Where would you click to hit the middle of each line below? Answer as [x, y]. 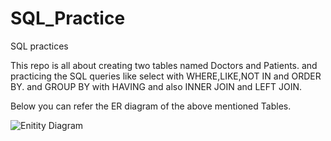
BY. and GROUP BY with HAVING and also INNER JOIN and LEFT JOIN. [156, 86]
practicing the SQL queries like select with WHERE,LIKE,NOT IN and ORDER [166, 76]
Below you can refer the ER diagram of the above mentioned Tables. [151, 106]
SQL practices [39, 46]
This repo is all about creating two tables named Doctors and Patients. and [164, 65]
